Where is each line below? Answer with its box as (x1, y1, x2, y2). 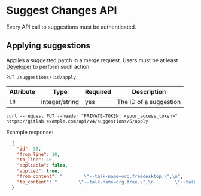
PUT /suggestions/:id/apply (6, 74, 77, 81)
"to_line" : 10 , (17, 157, 55, 163)
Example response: (6, 128, 54, 136)
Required (84, 87, 112, 96)
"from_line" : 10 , (17, 151, 60, 157)
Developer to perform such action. (6, 63, 91, 70)
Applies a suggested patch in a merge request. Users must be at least (6, 56, 178, 63)
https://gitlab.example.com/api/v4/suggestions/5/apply (6, 118, 148, 124)
